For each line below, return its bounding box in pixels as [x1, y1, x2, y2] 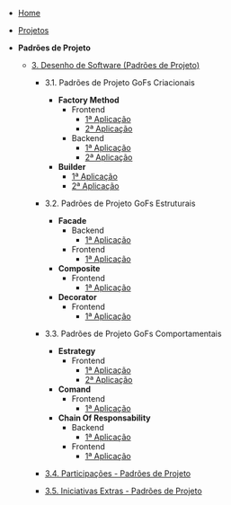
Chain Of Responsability [58, 412, 151, 423]
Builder [58, 162, 86, 172]
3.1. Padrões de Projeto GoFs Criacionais [44, 77, 195, 88]
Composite [58, 263, 101, 273]
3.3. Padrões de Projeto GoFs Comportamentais [44, 328, 222, 339]
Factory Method [58, 94, 120, 105]
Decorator [58, 292, 97, 302]
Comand [58, 384, 92, 394]
